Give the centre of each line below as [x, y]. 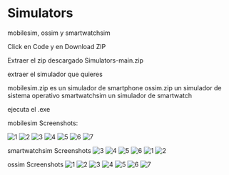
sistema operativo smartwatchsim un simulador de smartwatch [100, 95]
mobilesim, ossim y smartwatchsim [59, 33]
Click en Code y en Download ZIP [57, 46]
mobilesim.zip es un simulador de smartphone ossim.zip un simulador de [114, 87]
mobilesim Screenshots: [43, 123]
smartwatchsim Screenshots [49, 150]
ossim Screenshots [36, 164]
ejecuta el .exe [29, 109]
